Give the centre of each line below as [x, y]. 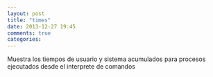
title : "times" [29, 20]
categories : [24, 40]
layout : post [26, 14]
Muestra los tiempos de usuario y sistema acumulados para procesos [106, 59]
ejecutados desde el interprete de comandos [71, 67]
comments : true [29, 33]
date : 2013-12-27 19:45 [42, 26]
